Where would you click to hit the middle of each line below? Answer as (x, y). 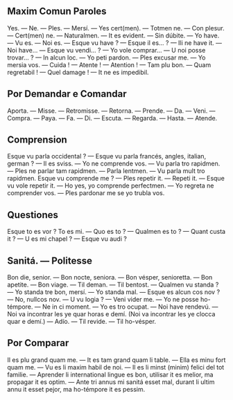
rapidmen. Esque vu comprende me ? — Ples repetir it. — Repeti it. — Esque (116, 179)
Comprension (37, 140)
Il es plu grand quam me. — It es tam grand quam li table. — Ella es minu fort (116, 360)
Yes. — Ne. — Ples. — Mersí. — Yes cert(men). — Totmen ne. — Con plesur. (116, 28)
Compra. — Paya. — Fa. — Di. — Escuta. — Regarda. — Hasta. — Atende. (112, 118)
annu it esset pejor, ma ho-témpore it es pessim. (76, 389)
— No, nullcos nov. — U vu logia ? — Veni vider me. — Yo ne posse (103, 300)
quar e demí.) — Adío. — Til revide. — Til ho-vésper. (82, 322)
